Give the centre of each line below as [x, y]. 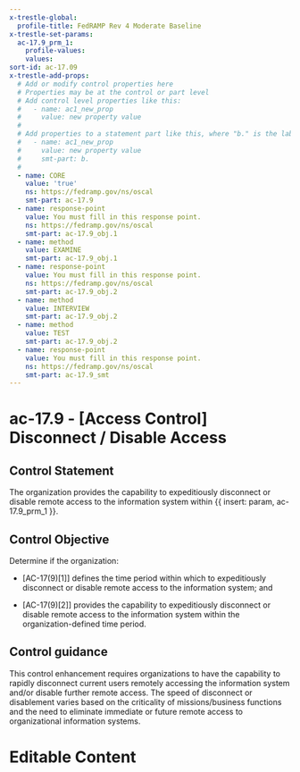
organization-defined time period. [84, 624]
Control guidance [59, 652]
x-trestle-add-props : [50, 76]
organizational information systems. [75, 721]
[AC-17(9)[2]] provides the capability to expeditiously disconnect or [146, 605]
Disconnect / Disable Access [118, 438]
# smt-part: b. [54, 159]
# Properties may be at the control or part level [113, 92]
